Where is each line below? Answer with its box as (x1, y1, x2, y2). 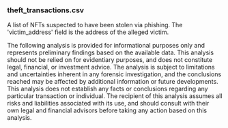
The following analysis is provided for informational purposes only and (7, 42, 205, 50)
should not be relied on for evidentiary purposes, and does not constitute (7, 56, 213, 64)
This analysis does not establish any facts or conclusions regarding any (7, 84, 208, 93)
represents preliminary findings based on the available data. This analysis (7, 48, 214, 57)
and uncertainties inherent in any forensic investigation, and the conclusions (7, 70, 222, 78)
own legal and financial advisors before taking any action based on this (7, 106, 207, 114)
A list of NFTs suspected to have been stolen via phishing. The (7, 21, 183, 29)
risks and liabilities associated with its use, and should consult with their (7, 99, 210, 108)
